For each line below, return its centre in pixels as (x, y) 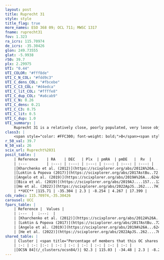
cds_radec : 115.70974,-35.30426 (38, 196)
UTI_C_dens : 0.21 (23, 105)
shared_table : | (21, 236)
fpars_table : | (20, 205)
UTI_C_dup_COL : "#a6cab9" (31, 96)
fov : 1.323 (16, 37)
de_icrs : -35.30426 (25, 46)
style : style (18, 19)
